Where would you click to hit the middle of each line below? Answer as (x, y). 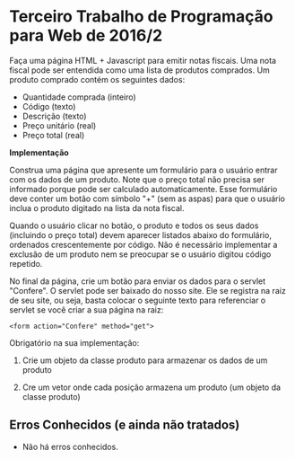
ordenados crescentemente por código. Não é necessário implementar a (143, 244)
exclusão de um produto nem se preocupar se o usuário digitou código (140, 254)
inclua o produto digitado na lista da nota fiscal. (97, 207)
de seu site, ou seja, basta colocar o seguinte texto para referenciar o (138, 300)
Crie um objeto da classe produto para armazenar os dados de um (145, 360)
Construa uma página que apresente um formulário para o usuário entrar (143, 170)
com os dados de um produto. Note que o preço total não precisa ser (137, 179)
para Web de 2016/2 (86, 35)
